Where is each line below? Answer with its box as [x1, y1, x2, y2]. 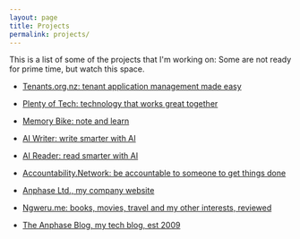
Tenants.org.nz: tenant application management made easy [21, 81, 242, 92]
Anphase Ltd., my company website [21, 185, 155, 196]
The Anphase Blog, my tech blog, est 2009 [21, 220, 181, 231]
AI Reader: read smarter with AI [21, 150, 139, 161]
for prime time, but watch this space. [9, 64, 145, 74]
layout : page [9, 13, 58, 22]
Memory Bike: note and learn [21, 115, 130, 126]
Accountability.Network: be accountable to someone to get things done [21, 167, 287, 179]
